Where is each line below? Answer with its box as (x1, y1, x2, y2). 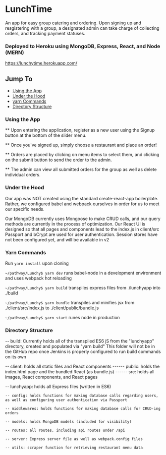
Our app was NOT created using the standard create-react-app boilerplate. (5, 195, 159, 201)
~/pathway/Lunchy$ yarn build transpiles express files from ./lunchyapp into (5, 284, 161, 290)
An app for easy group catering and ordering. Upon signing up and (5, 20, 141, 26)
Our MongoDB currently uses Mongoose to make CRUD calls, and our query (5, 216, 161, 222)
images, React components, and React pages (5, 374, 98, 380)
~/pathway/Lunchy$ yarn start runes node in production (5, 314, 120, 320)
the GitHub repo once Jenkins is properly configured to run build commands (5, 348, 161, 355)
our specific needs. (5, 206, 45, 212)
